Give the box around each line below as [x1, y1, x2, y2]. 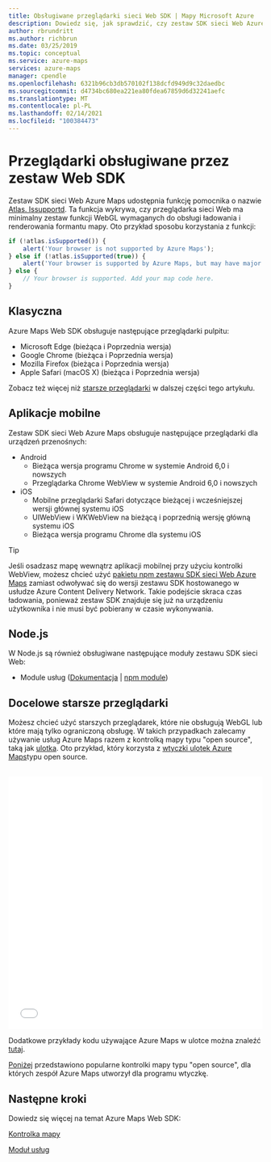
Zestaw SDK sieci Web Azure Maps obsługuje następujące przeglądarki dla [8, 427, 258, 437]
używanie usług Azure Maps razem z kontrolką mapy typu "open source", [8, 735, 252, 744]
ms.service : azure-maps [8, 57, 89, 65]
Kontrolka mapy [8, 1129, 60, 1139]
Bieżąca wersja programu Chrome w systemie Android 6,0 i [31, 461, 230, 470]
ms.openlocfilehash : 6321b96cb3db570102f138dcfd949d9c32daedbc [8, 79, 226, 87]
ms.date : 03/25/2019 [8, 42, 78, 50]
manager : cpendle [8, 72, 67, 80]
